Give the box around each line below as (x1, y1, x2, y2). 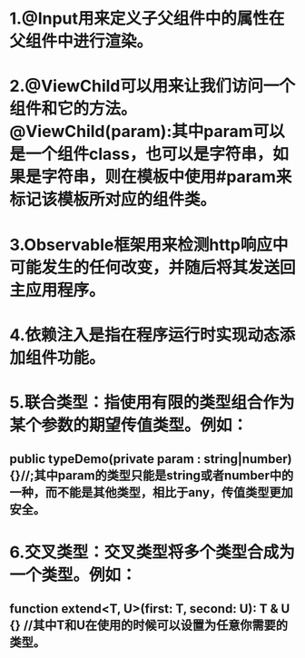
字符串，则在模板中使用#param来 (41, 167, 292, 187)
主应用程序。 (9, 280, 106, 300)
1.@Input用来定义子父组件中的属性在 (9, 8, 285, 29)
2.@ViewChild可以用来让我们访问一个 (9, 76, 296, 96)
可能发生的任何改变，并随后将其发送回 (9, 257, 297, 278)
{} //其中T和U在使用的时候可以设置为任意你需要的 (9, 617, 289, 633)
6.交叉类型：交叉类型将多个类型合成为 (9, 542, 295, 563)
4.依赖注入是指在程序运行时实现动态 (9, 324, 280, 345)
